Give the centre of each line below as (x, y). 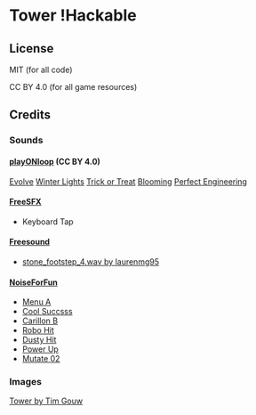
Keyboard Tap (48, 221)
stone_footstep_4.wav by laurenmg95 (91, 261)
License (32, 49)
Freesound (30, 242)
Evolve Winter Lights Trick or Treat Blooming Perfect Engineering (128, 181)
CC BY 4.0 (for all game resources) (73, 87)
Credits (30, 115)
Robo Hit (38, 330)
